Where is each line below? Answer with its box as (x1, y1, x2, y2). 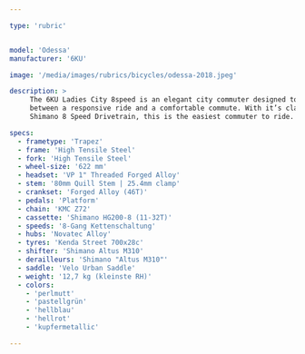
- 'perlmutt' (25, 289, 75, 298)
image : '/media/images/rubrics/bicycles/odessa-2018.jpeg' (9, 70, 238, 80)
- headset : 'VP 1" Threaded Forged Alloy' (17, 171, 181, 180)
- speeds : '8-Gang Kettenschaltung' (17, 221, 156, 231)
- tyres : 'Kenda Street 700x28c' (17, 238, 144, 248)
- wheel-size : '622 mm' (17, 162, 107, 172)
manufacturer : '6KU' (9, 54, 88, 64)
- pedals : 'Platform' (17, 196, 100, 205)
